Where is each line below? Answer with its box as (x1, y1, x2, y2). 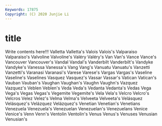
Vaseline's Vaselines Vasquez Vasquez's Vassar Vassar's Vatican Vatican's (5, 75, 157, 81)
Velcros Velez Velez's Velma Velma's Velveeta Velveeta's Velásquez (5, 96, 143, 102)
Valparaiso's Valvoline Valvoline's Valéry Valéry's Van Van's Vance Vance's (5, 54, 157, 60)
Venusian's (5, 116, 28, 122)
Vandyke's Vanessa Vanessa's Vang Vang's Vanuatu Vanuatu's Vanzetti (5, 64, 150, 70)
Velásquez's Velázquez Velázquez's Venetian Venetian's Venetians (5, 101, 140, 106)
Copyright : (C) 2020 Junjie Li (5, 12, 69, 17)
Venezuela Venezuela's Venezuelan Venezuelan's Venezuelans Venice (5, 106, 148, 112)
